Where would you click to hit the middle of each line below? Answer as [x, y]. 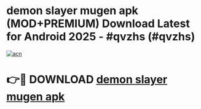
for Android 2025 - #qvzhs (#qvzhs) [101, 37]
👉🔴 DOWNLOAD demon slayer [87, 80]
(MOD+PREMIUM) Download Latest [98, 24]
